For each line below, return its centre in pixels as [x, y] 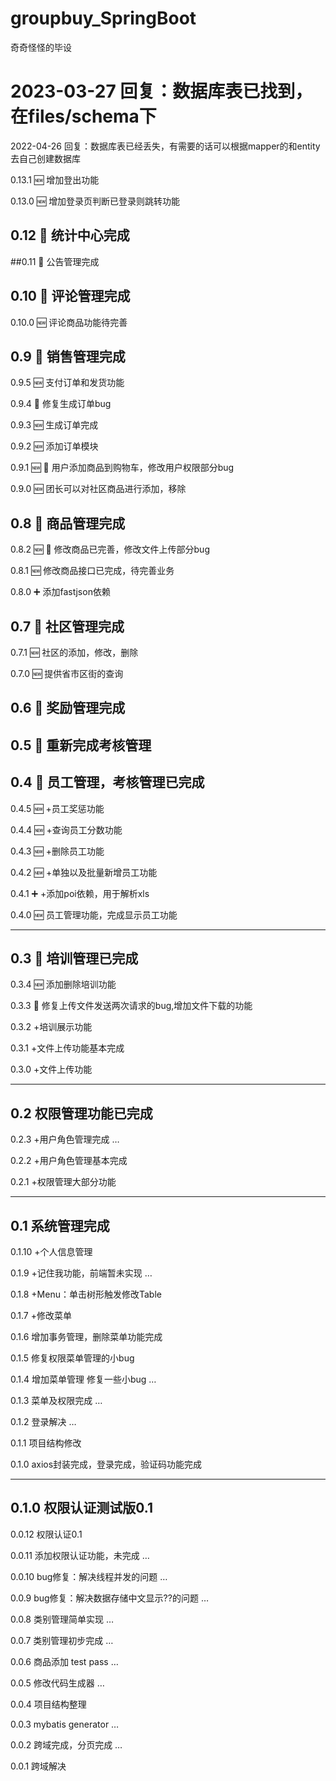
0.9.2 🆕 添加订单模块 [54, 446]
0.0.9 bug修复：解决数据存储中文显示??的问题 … [109, 1598]
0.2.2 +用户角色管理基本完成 [69, 1161]
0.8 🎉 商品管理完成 [68, 523]
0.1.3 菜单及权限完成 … [56, 1400]
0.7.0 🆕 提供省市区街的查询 [67, 673]
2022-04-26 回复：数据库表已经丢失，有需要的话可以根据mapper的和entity [165, 146]
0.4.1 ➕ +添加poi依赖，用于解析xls [80, 893]
